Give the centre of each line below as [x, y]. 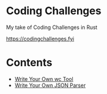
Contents [29, 63]
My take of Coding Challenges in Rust [52, 27]
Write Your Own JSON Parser [50, 85]
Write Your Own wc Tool [44, 79]
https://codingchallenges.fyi [40, 38]
